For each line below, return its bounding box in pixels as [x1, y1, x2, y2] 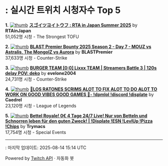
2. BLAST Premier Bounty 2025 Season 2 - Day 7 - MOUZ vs [5, 43, 151, 49]
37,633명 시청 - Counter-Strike [5, 54, 67, 60]
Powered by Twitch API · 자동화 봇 [5, 155, 74, 161]
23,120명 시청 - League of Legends [5, 102, 76, 108]
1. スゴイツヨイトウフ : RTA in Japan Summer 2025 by [5, 22, 137, 28]
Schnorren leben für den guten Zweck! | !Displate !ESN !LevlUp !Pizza [5, 118, 153, 124]
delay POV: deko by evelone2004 [5, 70, 76, 76]
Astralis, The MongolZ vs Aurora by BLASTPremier [5, 48, 113, 55]
